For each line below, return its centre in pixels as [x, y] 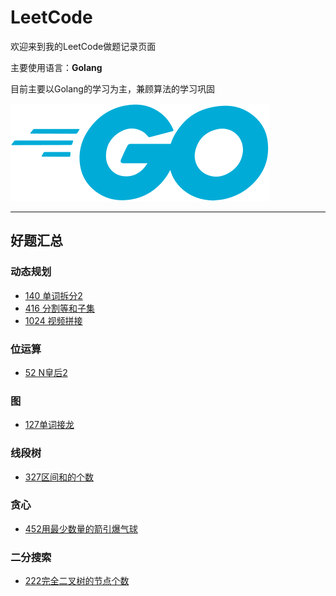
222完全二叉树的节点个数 [77, 581]
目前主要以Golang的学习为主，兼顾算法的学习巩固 [112, 88]
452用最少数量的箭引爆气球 [81, 528]
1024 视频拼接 [53, 320]
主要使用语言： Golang [56, 67]
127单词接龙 [49, 425]
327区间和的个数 [59, 477]
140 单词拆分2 [53, 295]
